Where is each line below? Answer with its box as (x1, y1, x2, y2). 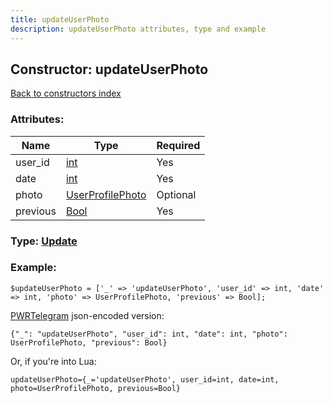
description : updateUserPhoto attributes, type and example (10, 24, 267, 34)
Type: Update (10, 234, 78, 248)
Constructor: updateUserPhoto (10, 61, 209, 78)
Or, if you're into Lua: (10, 355, 97, 367)
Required (156, 138, 201, 152)
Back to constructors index (10, 87, 122, 100)
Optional (156, 187, 197, 201)
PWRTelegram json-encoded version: (10, 309, 165, 321)
